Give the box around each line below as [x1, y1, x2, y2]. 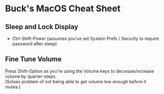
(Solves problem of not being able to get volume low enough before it [5, 78, 147, 84]
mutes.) [5, 84, 21, 90]
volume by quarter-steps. [5, 73, 57, 79]
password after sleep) [12, 41, 57, 47]
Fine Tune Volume [5, 55, 62, 63]
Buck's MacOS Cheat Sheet [5, 3, 121, 14]
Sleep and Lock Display [5, 23, 79, 31]
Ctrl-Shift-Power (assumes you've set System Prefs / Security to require [12, 35, 160, 41]
